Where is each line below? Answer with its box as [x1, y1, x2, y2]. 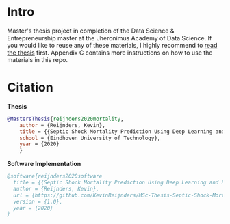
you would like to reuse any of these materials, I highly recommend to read [7, 41, 218, 49]
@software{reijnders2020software [7, 173, 103, 180]
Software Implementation [7, 160, 81, 168]
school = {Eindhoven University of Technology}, [19, 135, 161, 141]
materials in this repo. [7, 55, 68, 64]
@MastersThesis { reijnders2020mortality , [7, 115, 125, 122]
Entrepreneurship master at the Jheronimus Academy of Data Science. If [7, 33, 212, 42]
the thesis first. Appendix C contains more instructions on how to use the [7, 48, 213, 57]
